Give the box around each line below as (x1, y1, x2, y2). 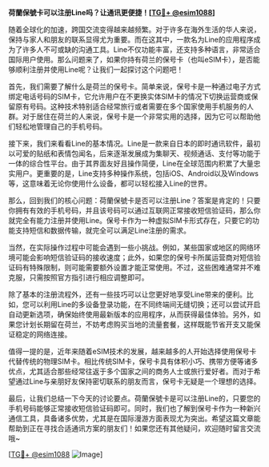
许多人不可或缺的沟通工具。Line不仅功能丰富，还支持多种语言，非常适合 (22, 45, 261, 54)
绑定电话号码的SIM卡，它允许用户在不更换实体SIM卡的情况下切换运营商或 (8, 92, 251, 101)
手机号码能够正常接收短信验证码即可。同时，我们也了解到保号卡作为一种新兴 (8, 404, 261, 413)
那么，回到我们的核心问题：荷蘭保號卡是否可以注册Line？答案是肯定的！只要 (8, 196, 261, 205)
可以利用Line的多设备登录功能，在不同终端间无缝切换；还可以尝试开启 (29, 300, 261, 309)
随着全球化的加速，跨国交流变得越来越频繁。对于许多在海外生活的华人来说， (8, 25, 261, 34)
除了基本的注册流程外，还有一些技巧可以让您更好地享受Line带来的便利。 (8, 289, 247, 299)
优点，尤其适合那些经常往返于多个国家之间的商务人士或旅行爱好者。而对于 (8, 367, 254, 376)
